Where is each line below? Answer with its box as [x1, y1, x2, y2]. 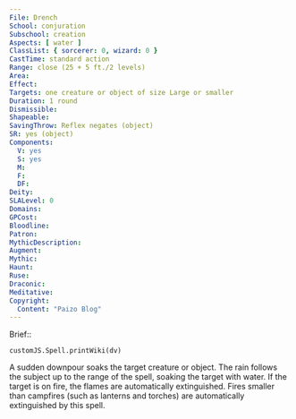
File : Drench [9, 13, 58, 22]
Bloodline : [9, 221, 50, 230]
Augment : [9, 246, 42, 255]
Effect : [9, 80, 38, 89]
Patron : [9, 229, 38, 238]
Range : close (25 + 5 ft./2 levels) [9, 64, 146, 73]
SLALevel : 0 [9, 196, 54, 206]
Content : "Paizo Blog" [17, 304, 102, 313]
